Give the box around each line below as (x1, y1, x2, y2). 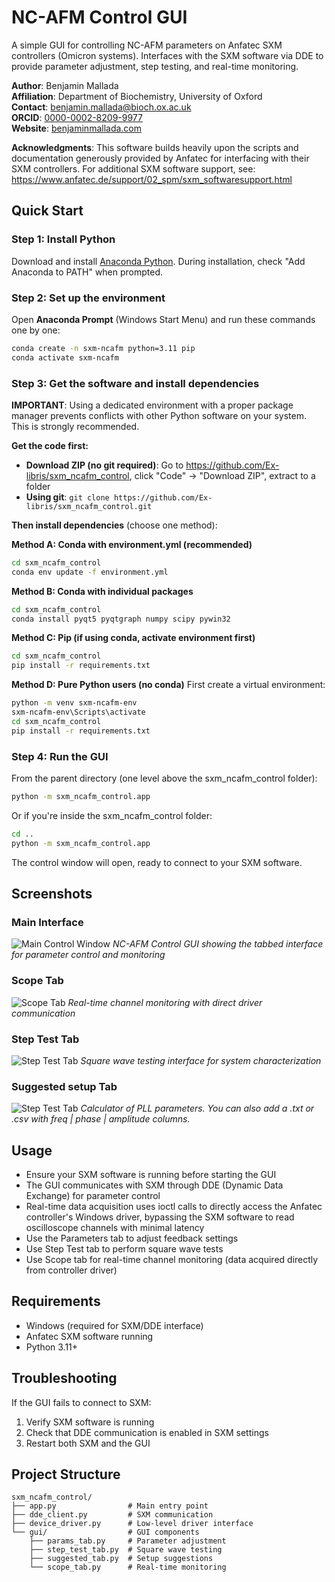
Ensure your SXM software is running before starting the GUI (25, 1169, 277, 1181)
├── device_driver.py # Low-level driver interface (11, 1519, 254, 1529)
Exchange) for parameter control (25, 1190, 161, 1202)
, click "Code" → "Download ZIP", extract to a (129, 469, 316, 481)
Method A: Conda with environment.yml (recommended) (11, 538, 253, 550)
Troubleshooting (11, 1370, 118, 1387)
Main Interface (11, 915, 84, 929)
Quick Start (11, 202, 84, 220)
